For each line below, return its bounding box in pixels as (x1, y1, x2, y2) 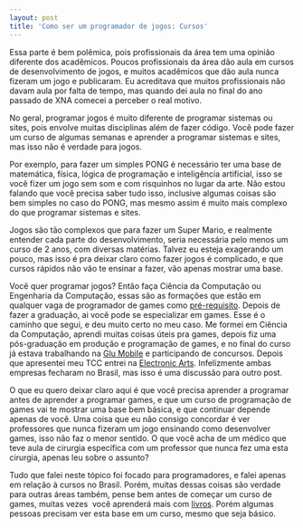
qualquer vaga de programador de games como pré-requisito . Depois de (9, 300, 280, 311)
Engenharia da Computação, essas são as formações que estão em (9, 290, 261, 301)
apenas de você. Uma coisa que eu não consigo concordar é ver (9, 413, 251, 424)
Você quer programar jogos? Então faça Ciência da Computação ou (9, 280, 262, 291)
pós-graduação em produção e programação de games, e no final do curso (9, 338, 291, 349)
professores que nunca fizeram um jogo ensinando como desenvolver (9, 423, 271, 434)
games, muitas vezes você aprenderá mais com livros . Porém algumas (9, 498, 274, 509)
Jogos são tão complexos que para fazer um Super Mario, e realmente (9, 224, 273, 235)
